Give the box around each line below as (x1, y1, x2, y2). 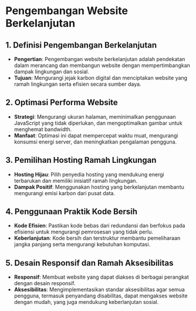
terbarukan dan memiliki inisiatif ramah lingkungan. (13, 177, 138, 184)
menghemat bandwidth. (13, 125, 72, 133)
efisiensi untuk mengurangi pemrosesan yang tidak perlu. (13, 228, 154, 236)
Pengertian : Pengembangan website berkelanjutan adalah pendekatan (13, 56, 185, 62)
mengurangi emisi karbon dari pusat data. (13, 189, 116, 196)
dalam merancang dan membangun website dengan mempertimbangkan (13, 62, 190, 69)
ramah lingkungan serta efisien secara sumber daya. (13, 81, 141, 88)
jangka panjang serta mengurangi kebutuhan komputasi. (13, 241, 151, 248)
